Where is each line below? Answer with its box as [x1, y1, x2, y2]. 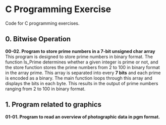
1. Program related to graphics [5, 100, 102, 109]
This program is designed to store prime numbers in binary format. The [5, 53, 153, 59]
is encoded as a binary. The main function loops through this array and [5, 75, 152, 81]
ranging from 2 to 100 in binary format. [5, 86, 86, 92]
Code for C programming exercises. [5, 20, 80, 26]
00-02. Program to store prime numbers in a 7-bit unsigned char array [5, 48, 155, 54]
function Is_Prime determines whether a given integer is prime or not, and [5, 59, 158, 65]
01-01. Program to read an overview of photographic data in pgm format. [5, 113, 160, 119]
